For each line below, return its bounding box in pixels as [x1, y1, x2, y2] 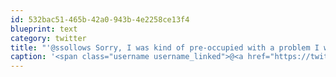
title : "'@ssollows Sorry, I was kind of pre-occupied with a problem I [10, 42, 320, 53]
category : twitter [10, 33, 87, 43]
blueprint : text [10, 24, 78, 34]
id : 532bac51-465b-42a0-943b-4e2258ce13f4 [10, 14, 190, 25]
